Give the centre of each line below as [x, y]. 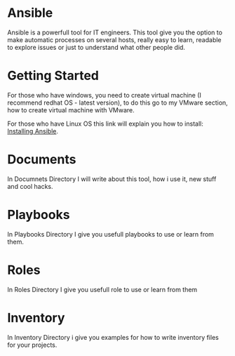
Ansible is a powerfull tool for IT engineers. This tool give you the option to [115, 32]
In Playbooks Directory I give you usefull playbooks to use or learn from [110, 234]
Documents [42, 160]
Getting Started [53, 76]
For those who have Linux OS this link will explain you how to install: [105, 124]
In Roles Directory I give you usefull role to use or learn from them [102, 289]
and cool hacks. [31, 186]
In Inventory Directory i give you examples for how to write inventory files [113, 337]
